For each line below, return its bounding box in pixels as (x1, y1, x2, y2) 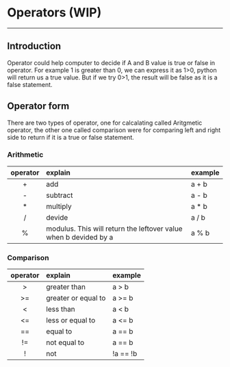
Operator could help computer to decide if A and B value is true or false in (7, 58, 216, 66)
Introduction (7, 40, 62, 52)
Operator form (7, 101, 70, 112)
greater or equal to (46, 293, 106, 303)
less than (46, 305, 75, 314)
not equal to (46, 338, 85, 347)
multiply (46, 201, 72, 211)
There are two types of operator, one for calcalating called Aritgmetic (7, 118, 203, 127)
